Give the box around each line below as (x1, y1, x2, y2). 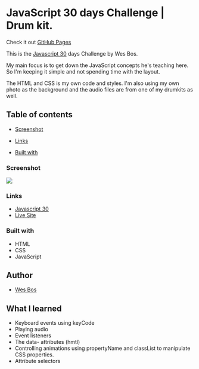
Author (6, 270, 33, 280)
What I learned (6, 303, 62, 313)
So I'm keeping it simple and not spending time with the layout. (6, 68, 160, 75)
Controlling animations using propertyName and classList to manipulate (14, 344, 191, 352)
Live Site (14, 212, 36, 219)
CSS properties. (14, 351, 54, 358)
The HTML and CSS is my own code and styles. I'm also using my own (6, 80, 180, 87)
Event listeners (14, 332, 52, 339)
